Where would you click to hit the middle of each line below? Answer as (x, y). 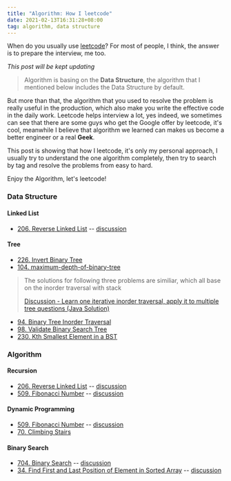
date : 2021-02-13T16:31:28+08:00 (55, 20)
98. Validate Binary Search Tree (62, 329)
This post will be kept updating (51, 67)
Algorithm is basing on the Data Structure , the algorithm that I (112, 80)
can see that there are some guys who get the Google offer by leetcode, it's (115, 123)
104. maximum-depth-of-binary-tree (69, 267)
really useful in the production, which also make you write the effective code (115, 108)
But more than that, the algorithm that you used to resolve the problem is (110, 101)
